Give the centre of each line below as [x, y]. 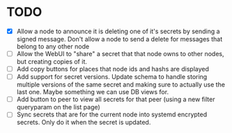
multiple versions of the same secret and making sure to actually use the [121, 85]
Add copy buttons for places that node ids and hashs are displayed [113, 69]
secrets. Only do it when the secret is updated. [84, 123]
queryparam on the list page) [58, 107]
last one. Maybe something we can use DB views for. [92, 92]
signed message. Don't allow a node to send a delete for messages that [119, 39]
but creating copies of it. [52, 62]
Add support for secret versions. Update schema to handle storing [112, 77]
